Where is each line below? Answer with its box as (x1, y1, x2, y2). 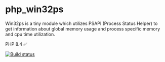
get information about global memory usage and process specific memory (5, 25, 160, 32)
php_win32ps (5, 4, 64, 15)
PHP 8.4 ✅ (5, 41, 28, 47)
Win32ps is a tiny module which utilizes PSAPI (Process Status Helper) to (5, 20, 158, 26)
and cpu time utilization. (5, 31, 56, 37)
